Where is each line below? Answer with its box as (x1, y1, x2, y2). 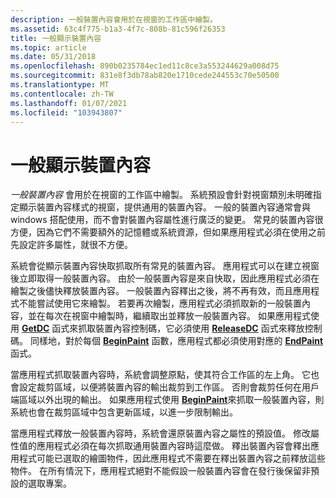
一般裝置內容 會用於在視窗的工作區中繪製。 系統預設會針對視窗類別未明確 (10, 189, 313, 201)
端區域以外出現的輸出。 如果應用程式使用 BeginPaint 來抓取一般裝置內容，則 (10, 394, 325, 406)
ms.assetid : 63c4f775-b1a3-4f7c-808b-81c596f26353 (10, 24, 226, 34)
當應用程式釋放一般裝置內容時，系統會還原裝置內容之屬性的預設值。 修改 (10, 427, 311, 440)
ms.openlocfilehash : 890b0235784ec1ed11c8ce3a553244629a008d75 (10, 61, 280, 71)
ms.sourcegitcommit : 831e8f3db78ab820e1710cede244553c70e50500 (10, 71, 280, 81)
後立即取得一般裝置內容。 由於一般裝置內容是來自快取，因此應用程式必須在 (10, 272, 320, 285)
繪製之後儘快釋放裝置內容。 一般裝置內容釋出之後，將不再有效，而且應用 (10, 285, 311, 297)
